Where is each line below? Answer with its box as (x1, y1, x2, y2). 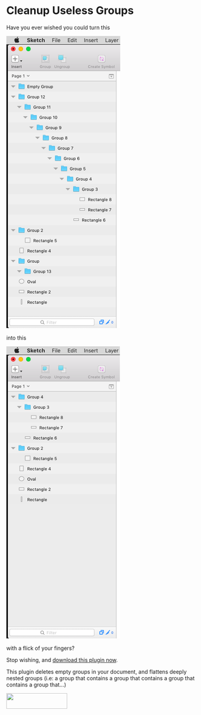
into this (6, 334, 27, 341)
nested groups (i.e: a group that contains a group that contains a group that (6, 674, 195, 682)
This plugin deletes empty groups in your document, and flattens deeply (6, 668, 187, 675)
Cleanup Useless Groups (6, 4, 134, 18)
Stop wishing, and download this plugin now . (6, 656, 118, 663)
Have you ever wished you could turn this (6, 24, 111, 31)
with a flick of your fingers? (6, 644, 75, 652)
